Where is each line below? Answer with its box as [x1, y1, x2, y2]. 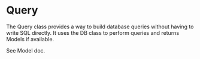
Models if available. [6, 35, 54, 42]
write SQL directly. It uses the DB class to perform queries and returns [6, 29, 180, 36]
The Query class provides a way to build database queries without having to [6, 23, 194, 30]
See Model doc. [6, 47, 46, 54]
